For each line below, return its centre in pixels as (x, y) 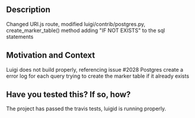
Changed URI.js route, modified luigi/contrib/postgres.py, (76, 24)
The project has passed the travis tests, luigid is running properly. (86, 109)
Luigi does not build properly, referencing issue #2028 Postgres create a (95, 69)
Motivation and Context (51, 55)
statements (20, 36)
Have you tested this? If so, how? (68, 95)
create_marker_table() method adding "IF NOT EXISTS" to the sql (86, 30)
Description (28, 10)
